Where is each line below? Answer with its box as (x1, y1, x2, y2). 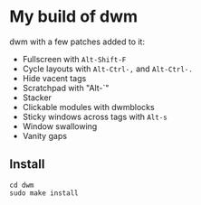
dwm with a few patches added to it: (9, 36, 145, 47)
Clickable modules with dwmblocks (22, 101, 156, 112)
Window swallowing (22, 120, 98, 132)
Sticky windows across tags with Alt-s (22, 111, 167, 122)
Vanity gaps (22, 130, 68, 141)
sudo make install (9, 188, 79, 198)
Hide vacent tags (22, 72, 87, 83)
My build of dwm (9, 6, 139, 27)
